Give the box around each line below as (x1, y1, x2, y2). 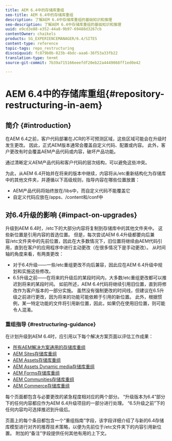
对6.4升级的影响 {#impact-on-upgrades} (5, 210, 137, 219)
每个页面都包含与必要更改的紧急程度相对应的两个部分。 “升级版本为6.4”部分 (5, 394, 165, 400)
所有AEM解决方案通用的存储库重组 (12, 344, 86, 351)
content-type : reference (5, 41, 58, 46)
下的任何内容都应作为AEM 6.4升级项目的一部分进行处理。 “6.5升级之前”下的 (5, 400, 165, 406)
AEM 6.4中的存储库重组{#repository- (5, 88, 165, 100)
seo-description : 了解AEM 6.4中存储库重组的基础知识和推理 (5, 22, 122, 27)
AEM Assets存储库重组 (12, 357, 61, 363)
